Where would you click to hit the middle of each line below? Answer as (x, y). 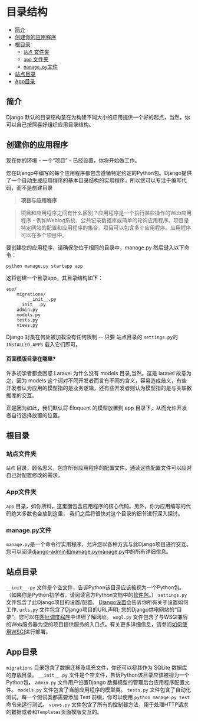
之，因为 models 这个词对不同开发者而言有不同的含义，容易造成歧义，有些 (97, 380)
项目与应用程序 (39, 200)
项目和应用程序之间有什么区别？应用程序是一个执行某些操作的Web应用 (106, 213)
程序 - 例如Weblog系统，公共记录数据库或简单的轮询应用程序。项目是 (105, 220)
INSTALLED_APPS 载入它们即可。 (44, 344)
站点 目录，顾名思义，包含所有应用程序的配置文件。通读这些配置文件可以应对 (99, 468)
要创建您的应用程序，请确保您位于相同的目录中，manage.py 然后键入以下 (95, 247)
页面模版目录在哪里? (31, 359)
